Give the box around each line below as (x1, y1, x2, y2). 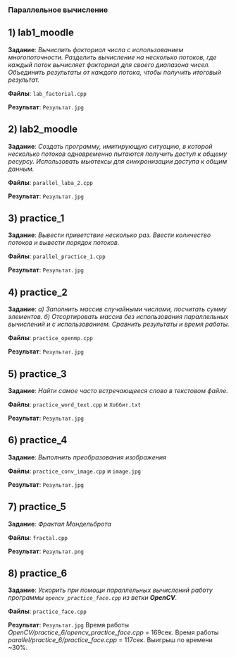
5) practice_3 (8, 368, 67, 380)
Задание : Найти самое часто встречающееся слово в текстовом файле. (8, 386, 228, 394)
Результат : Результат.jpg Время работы (8, 621, 130, 629)
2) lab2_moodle (8, 123, 78, 135)
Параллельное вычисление (8, 5, 108, 15)
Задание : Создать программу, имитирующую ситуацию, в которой (8, 142, 213, 150)
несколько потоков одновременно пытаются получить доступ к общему (8, 150, 228, 158)
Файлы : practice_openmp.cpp (8, 334, 94, 342)
